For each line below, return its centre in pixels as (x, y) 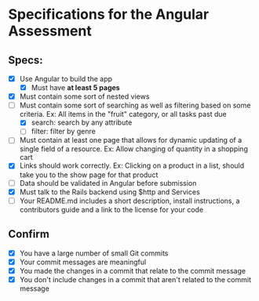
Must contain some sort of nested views (84, 96)
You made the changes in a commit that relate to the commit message (132, 270)
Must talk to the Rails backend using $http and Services (109, 192)
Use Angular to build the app (66, 79)
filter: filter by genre (63, 132)
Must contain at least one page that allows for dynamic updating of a (131, 140)
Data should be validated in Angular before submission (108, 183)
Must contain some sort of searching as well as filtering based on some (135, 105)
